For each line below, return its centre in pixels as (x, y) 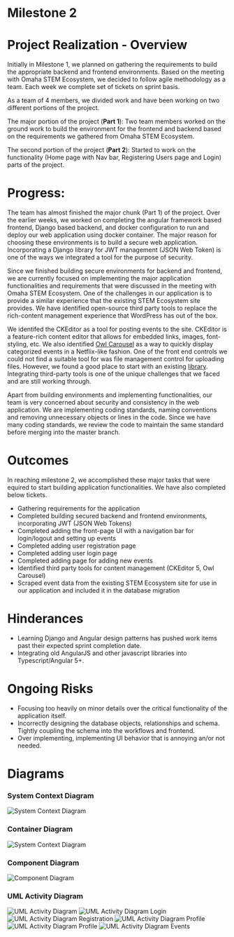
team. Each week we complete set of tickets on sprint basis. (94, 87)
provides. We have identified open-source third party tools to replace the (112, 308)
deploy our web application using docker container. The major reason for (112, 235)
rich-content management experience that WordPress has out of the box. (112, 316)
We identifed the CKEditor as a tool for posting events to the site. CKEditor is (117, 329)
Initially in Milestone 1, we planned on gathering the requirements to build (112, 65)
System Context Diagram (51, 795)
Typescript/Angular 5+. (51, 660)
